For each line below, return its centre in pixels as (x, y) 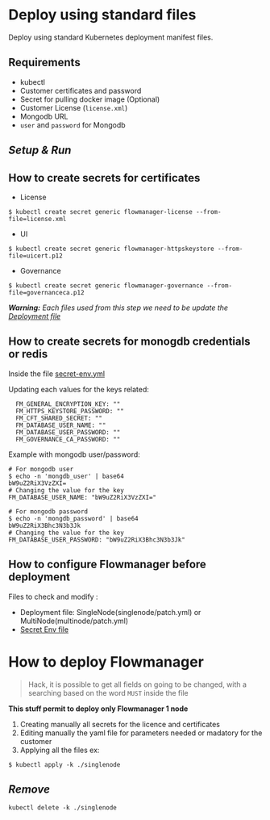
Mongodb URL (44, 116)
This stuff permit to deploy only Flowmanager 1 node (98, 709)
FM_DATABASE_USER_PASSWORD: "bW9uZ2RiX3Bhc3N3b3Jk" (97, 540)
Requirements (44, 63)
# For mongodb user (41, 469)
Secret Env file (44, 629)
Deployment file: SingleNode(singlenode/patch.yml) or (110, 612)
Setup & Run (40, 151)
